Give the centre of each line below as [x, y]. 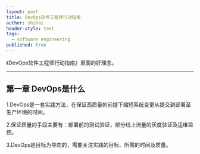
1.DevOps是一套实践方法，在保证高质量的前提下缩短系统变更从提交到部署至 [99, 104]
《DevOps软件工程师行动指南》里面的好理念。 [62, 63]
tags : [13, 34]
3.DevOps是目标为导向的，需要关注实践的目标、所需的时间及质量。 [89, 144]
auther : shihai [25, 23]
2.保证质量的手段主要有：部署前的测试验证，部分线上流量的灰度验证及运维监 [100, 124]
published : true [26, 45]
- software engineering [41, 39]
